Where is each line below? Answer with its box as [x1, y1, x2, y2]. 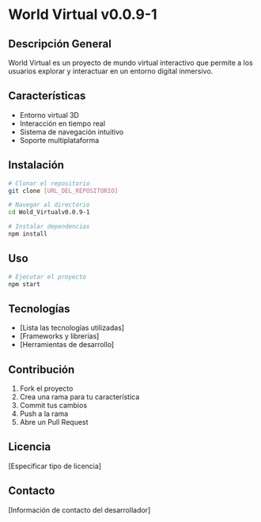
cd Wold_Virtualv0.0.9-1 [8, 208, 90, 217]
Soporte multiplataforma [19, 135, 100, 145]
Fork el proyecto [19, 384, 74, 393]
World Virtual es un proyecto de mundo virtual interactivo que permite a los [8, 58, 253, 67]
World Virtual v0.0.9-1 [8, 6, 157, 24]
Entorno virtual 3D [19, 110, 79, 119]
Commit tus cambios [19, 401, 88, 410]
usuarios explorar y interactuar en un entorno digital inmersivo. [8, 66, 214, 76]
